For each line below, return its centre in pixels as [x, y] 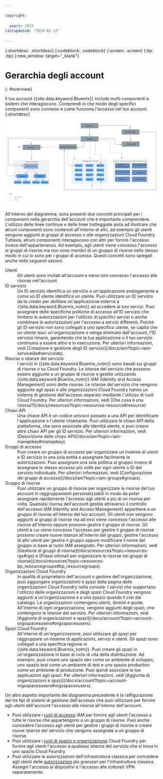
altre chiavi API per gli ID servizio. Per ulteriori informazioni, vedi [81, 431]
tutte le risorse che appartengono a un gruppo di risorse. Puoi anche [81, 720]
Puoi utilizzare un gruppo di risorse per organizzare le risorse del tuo [86, 488]
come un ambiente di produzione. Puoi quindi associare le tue [79, 670]
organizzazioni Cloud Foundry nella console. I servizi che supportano [87, 587]
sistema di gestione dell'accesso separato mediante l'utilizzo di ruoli [86, 395]
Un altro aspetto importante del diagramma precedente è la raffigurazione [79, 695]
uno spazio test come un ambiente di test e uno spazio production [83, 665]
